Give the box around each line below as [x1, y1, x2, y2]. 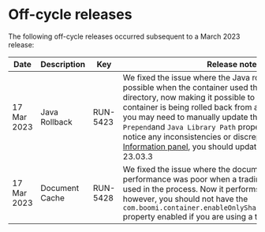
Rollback [40, 116, 73, 127]
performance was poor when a [122, 174, 237, 185]
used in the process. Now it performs [122, 183, 260, 194]
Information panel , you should [122, 140, 233, 152]
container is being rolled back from [122, 101, 252, 112]
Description [40, 58, 85, 69]
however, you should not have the [122, 193, 248, 204]
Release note [207, 58, 258, 69]
